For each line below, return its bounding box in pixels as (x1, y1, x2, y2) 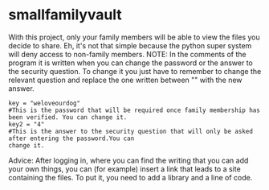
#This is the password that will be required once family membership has (8, 106, 261, 114)
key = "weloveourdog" (8, 99, 81, 107)
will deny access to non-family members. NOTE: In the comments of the (8, 49, 247, 59)
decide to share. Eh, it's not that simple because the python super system (8, 40, 252, 50)
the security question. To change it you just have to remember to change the (8, 66, 262, 76)
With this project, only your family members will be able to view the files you (8, 32, 261, 42)
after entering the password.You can (8, 134, 135, 142)
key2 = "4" (8, 120, 45, 128)
